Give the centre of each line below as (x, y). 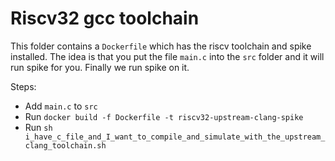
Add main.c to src (61, 106)
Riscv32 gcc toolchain (105, 18)
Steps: (23, 86)
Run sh (38, 127)
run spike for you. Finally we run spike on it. (100, 67)
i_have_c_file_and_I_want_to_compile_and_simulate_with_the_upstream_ (175, 137)
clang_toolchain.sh (65, 145)
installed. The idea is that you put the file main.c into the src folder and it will (167, 56)
